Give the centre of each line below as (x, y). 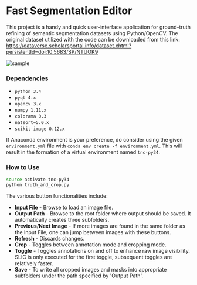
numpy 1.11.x (30, 110)
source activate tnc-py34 (38, 180)
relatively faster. (34, 263)
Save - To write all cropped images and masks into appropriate (91, 270)
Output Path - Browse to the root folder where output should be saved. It (103, 214)
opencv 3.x (28, 104)
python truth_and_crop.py (38, 185)
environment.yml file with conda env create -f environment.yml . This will (94, 146)
